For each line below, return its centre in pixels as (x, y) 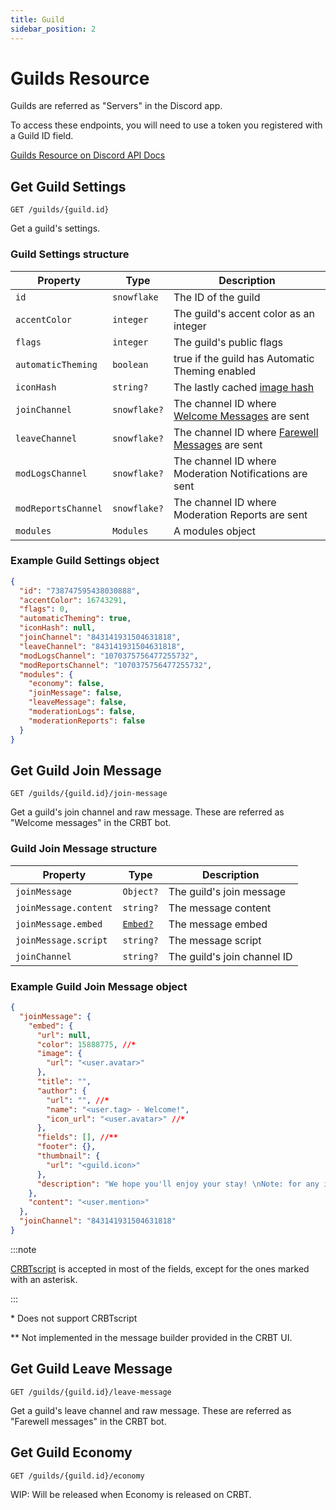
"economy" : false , (66, 684)
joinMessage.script (61, 940)
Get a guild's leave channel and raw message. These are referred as (151, 1410)
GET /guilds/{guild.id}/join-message (89, 794)
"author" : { (61, 1091)
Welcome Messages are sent (241, 416)
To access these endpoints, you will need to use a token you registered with (166, 125)
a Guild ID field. (42, 136)
